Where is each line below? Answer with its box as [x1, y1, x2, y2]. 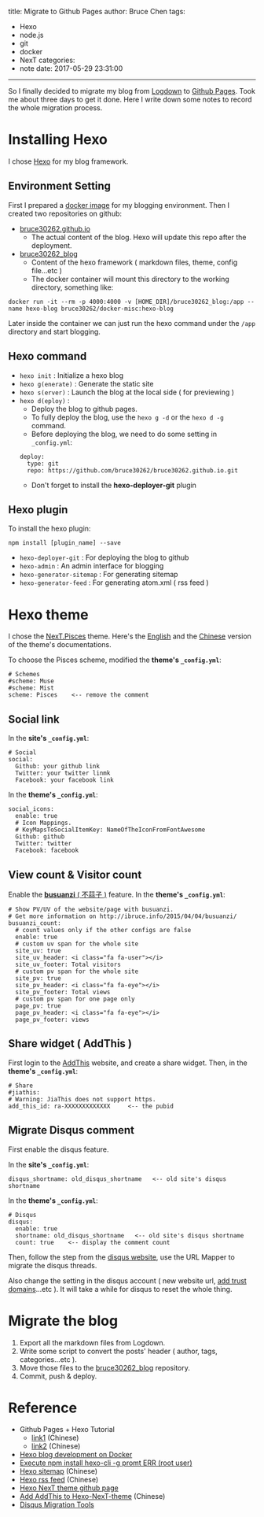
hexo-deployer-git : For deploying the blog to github [19, 553, 189, 562]
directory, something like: [31, 283, 114, 292]
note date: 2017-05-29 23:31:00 [19, 64, 123, 73]
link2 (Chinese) [31, 1441, 81, 1451]
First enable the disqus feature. [8, 1145, 109, 1154]
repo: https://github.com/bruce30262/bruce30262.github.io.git [27, 466, 238, 475]
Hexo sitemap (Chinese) [19, 1467, 98, 1476]
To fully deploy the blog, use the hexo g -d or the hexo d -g [31, 413, 224, 422]
